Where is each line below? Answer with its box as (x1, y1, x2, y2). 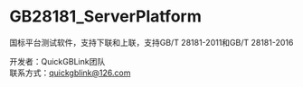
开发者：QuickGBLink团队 (9, 56, 106, 66)
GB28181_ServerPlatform (9, 6, 202, 27)
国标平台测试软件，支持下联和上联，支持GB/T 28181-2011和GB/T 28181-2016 (9, 37, 294, 48)
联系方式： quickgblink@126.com (9, 67, 131, 78)
